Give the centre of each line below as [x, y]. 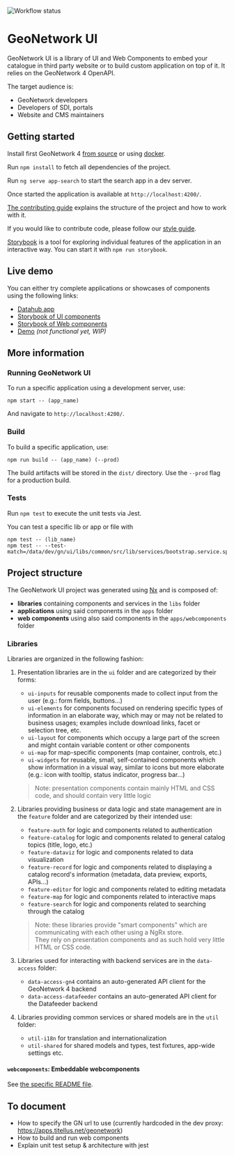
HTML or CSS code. [63, 947]
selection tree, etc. [54, 730]
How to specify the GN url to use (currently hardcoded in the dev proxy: [120, 1123]
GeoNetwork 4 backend [62, 989]
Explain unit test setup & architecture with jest [83, 1145]
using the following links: [43, 295]
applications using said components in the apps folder [95, 610]
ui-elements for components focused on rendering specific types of [125, 708]
